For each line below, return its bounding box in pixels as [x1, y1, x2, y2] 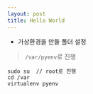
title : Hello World [7, 17, 65, 24]
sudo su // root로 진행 [7, 68, 77, 75]
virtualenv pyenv [7, 80, 59, 87]
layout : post [7, 10, 46, 18]
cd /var [7, 74, 31, 81]
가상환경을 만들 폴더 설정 [17, 37, 87, 46]
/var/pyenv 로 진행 [24, 52, 76, 61]
